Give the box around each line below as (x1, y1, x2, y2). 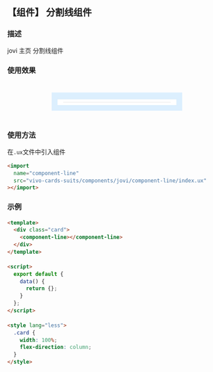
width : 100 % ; (19, 337, 58, 343)
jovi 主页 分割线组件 (7, 46, 64, 54)
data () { (19, 277, 45, 285)
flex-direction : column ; (19, 343, 92, 351)
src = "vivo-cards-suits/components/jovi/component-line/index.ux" (13, 177, 207, 184)
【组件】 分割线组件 (7, 6, 92, 19)
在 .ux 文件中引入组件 (7, 147, 66, 156)
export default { (13, 270, 64, 277)
